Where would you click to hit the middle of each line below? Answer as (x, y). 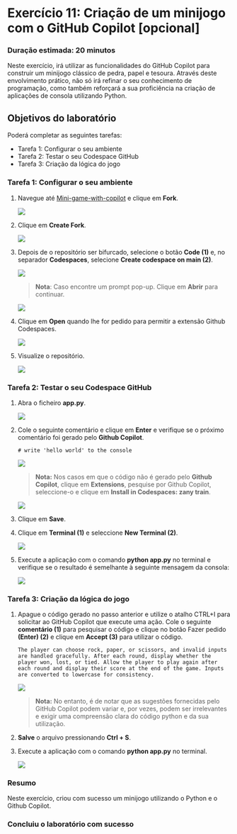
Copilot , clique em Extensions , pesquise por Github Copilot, (123, 484)
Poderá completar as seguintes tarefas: (65, 135)
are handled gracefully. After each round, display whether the (114, 656)
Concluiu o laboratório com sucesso (71, 824)
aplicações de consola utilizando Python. (67, 96)
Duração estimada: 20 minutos (62, 50)
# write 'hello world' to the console (75, 450)
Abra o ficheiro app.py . (52, 403)
